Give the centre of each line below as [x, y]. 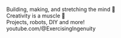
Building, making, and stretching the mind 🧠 [61, 9]
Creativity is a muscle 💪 [36, 16]
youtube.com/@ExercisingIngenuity [51, 28]
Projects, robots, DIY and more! [46, 22]
